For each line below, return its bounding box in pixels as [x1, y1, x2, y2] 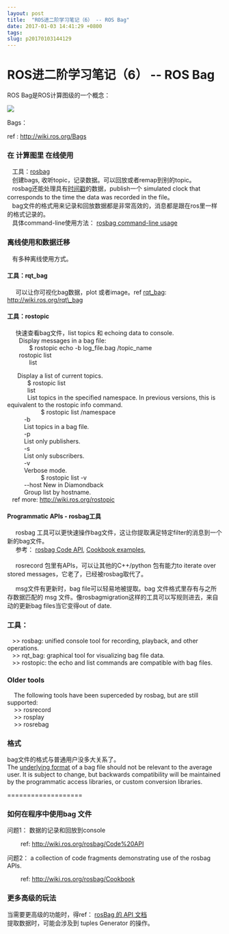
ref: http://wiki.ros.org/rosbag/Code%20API [20, 840, 144, 848]
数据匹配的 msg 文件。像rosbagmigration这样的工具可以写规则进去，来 [12, 593, 213, 602]
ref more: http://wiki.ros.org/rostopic [12, 495, 115, 504]
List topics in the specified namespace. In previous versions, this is [27, 393, 216, 402]
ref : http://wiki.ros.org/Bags [7, 132, 87, 140]
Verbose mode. [23, 467, 67, 475]
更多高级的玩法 [7, 894, 57, 903]
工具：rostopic [7, 312, 50, 321]
